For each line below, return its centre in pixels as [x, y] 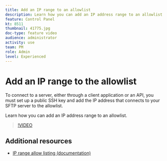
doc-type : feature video [31, 33]
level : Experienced [26, 56]
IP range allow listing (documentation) [52, 153]
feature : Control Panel [30, 19]
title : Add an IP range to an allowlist [48, 10]
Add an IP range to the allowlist [71, 81]
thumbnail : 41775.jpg [28, 29]
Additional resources [39, 141]
